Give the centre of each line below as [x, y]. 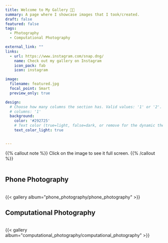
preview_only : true [30, 93]
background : [22, 116]
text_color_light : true [39, 130]
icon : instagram [31, 70]
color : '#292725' [32, 121]
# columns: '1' [25, 111]
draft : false [19, 19]
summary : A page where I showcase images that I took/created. [72, 15]
